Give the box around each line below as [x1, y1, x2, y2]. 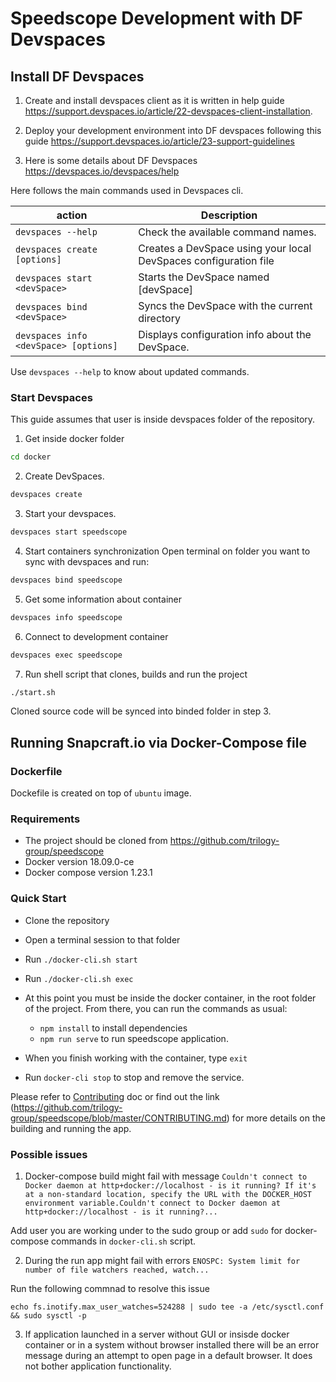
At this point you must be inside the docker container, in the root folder [24, 992, 317, 1004]
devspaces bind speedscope [10, 575, 123, 585]
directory [138, 312, 181, 325]
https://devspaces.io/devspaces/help [24, 165, 180, 177]
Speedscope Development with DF [10, 7, 304, 30]
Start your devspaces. [24, 508, 117, 520]
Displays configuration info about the [138, 328, 312, 341]
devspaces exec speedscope [10, 650, 123, 660]
